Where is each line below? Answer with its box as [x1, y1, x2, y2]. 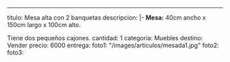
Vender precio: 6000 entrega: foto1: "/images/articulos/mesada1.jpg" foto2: [7, 42, 219, 49]
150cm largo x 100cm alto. [7, 21, 81, 29]
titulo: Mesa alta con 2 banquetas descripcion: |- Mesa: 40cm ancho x [7, 14, 207, 21]
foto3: [7, 48, 24, 57]
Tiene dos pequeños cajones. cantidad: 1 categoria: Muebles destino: [7, 34, 203, 42]
